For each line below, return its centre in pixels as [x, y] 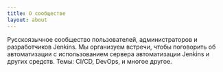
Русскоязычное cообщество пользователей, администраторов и [102, 39]
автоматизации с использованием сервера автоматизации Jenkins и [108, 54]
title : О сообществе [37, 13]
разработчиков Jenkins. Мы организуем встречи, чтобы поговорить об [111, 47]
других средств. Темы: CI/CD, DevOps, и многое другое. [90, 61]
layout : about [27, 20]
